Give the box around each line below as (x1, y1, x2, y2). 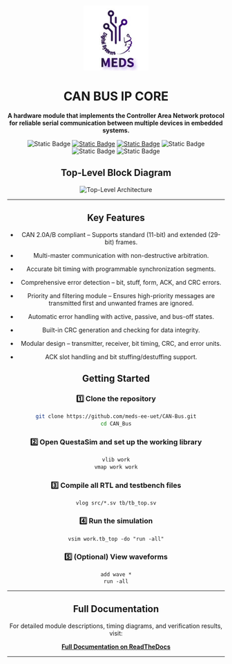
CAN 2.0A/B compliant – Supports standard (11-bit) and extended (21, 230, 207, 238)
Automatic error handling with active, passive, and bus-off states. (28, 312, 215, 320)
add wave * (100, 570, 132, 578)
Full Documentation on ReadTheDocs (61, 643, 171, 651)
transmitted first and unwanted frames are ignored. (48, 299, 194, 307)
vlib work (101, 456, 130, 464)
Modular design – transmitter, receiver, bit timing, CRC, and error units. (20, 339, 222, 347)
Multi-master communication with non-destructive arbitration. (33, 251, 209, 259)
